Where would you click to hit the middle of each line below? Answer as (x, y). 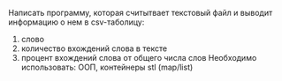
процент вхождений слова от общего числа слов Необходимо (139, 58)
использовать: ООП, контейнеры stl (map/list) (107, 67)
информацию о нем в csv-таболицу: (76, 22)
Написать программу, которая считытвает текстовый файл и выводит (141, 13)
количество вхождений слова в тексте (94, 48)
